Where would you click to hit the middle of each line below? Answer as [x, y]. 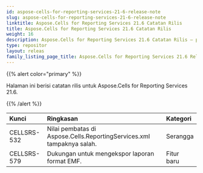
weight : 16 [20, 34]
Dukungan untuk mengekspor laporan [101, 153]
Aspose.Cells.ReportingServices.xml [98, 136]
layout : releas [25, 51]
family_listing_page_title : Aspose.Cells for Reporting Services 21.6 [97, 57]
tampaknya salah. [72, 143]
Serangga [180, 136]
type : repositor [27, 46]
